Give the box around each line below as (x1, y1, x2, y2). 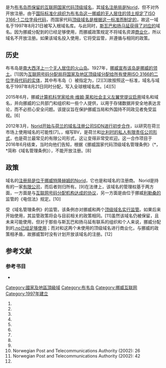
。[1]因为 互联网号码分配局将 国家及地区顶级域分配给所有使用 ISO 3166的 (10, 71, 154, 77)
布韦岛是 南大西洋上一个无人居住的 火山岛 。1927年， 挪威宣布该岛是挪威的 (5, 65, 153, 71)
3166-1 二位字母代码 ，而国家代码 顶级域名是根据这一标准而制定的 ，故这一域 (5, 17, 159, 22)
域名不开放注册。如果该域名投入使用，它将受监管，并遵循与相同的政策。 (5, 35, 152, 41)
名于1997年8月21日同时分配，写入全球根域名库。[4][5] (5, 83, 116, 89)
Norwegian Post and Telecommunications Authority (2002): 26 (12, 348, 140, 354)
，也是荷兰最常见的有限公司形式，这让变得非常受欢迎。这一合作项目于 (10, 135, 152, 141)
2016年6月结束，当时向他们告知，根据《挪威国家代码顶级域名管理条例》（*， (5, 141, 161, 147)
